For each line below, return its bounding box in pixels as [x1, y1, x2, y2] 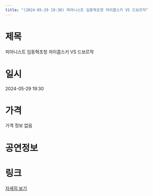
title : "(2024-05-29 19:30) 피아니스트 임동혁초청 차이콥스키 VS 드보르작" [5, 7, 148, 13]
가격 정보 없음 [5, 122, 33, 128]
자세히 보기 [5, 185, 27, 191]
